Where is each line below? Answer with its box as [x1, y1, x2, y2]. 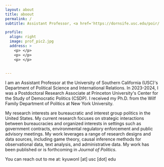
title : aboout [5, 12, 34, 17]
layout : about [5, 7, 34, 12]
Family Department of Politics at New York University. [5, 101, 114, 107]
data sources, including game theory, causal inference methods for [5, 136, 141, 142]
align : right [9, 34, 36, 39]
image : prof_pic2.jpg [9, 39, 54, 44]
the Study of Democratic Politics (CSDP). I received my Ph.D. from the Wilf [5, 95, 156, 101]
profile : [5, 30, 23, 35]
